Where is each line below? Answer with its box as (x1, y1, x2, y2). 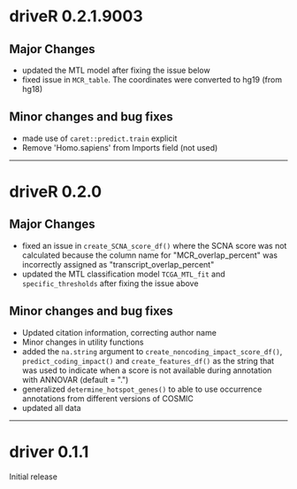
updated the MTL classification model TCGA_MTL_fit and (21, 268, 225, 279)
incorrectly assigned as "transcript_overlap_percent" (21, 259, 215, 269)
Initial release (9, 471, 57, 482)
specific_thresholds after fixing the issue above (21, 277, 199, 289)
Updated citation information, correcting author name (21, 327, 217, 338)
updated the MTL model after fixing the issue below (21, 65, 210, 75)
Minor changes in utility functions (21, 337, 144, 347)
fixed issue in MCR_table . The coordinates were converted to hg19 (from (21, 74, 283, 85)
